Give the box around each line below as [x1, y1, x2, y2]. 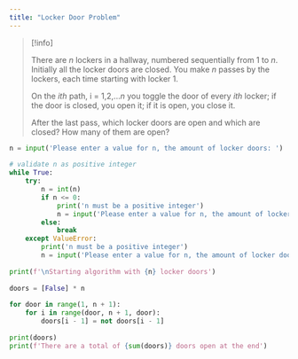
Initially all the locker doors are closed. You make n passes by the [30, 64, 271, 74]
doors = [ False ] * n [9, 284, 86, 293]
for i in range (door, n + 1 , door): [25, 308, 161, 317]
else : [41, 218, 62, 227]
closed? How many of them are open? [30, 126, 170, 137]
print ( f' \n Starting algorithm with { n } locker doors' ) [9, 267, 216, 276]
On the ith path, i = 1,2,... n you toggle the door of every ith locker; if [30, 90, 277, 101]
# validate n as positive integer [9, 160, 137, 169]
